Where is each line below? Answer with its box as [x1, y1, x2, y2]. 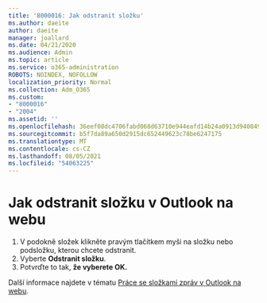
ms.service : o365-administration [8, 64, 119, 72]
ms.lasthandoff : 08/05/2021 [8, 152, 102, 160]
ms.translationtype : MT [8, 137, 87, 146]
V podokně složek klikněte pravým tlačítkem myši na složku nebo [19, 237, 234, 247]
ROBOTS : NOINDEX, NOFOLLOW [8, 71, 98, 79]
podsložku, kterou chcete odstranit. [19, 246, 137, 255]
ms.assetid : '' [8, 115, 59, 123]
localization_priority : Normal [8, 78, 112, 86]
